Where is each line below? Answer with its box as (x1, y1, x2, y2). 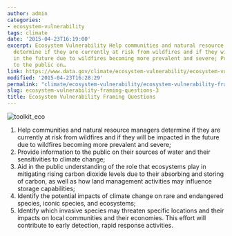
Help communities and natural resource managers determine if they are (17, 126, 221, 134)
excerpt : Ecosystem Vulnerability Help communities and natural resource (7, 42, 224, 49)
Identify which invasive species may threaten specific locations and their (17, 206, 224, 215)
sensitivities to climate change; (17, 155, 106, 163)
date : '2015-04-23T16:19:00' (7, 36, 91, 43)
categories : (7, 17, 41, 23)
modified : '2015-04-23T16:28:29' (7, 74, 104, 81)
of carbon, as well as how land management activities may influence (17, 177, 212, 185)
